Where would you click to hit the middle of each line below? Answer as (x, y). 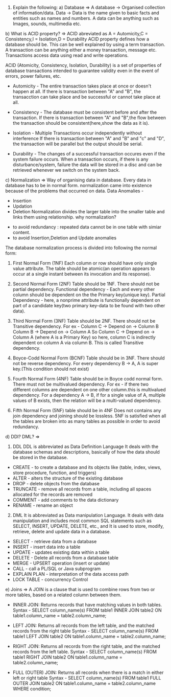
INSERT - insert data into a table (46, 547)
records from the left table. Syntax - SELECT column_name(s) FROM (85, 652)
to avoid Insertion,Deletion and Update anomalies (64, 238)
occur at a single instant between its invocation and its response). (82, 274)
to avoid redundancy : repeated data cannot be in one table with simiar (87, 227)
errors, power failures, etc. (33, 76)
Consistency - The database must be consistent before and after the (85, 112)
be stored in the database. (40, 457)
